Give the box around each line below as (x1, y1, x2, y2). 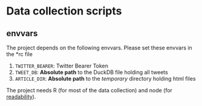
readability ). (6, 93, 36, 100)
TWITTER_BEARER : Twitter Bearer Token (15, 62, 109, 69)
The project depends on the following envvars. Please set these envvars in (6, 44, 192, 51)
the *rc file (6, 51, 33, 58)
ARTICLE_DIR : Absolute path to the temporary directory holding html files (15, 75, 196, 82)
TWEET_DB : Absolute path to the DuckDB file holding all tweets (15, 69, 168, 76)
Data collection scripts (6, 4, 122, 18)
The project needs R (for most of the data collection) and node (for (6, 87, 172, 94)
